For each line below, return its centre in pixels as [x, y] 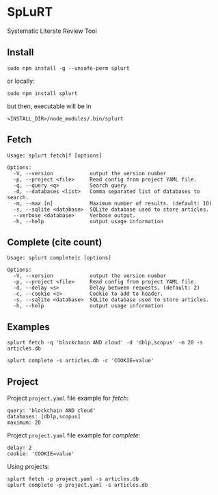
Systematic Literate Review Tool [52, 31]
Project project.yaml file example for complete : [74, 435]
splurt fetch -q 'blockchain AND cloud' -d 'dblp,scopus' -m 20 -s [105, 343]
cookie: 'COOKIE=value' [41, 454]
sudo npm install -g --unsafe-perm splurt [68, 68]
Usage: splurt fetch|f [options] [55, 155]
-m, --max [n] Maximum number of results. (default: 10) [113, 203]
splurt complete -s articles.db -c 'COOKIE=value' [81, 361]
